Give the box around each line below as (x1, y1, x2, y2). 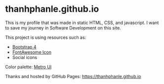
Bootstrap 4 (12, 44, 37, 50)
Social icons (12, 54, 38, 60)
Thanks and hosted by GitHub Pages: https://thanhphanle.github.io (5, 73, 141, 79)
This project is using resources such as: (5, 34, 86, 40)
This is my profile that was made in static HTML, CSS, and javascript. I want (5, 20, 159, 26)
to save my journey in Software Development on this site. (5, 25, 121, 30)
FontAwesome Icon (12, 49, 52, 55)
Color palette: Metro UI (5, 64, 52, 70)
